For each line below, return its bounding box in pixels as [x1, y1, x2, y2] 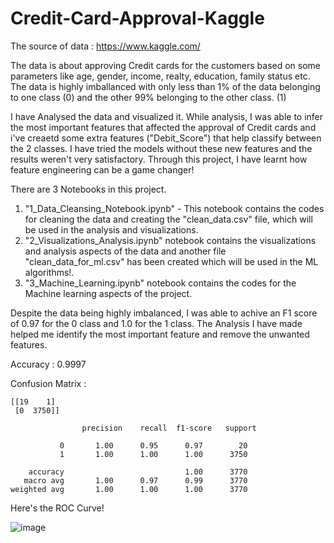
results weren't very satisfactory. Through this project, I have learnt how [10, 153, 308, 165]
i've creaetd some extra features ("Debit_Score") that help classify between [10, 132, 322, 144]
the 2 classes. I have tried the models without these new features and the [10, 142, 313, 154]
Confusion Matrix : [10, 377, 87, 389]
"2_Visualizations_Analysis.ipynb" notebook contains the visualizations [24, 234, 317, 246]
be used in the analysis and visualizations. [24, 223, 199, 236]
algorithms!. [24, 266, 75, 278]
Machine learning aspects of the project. [24, 287, 193, 299]
